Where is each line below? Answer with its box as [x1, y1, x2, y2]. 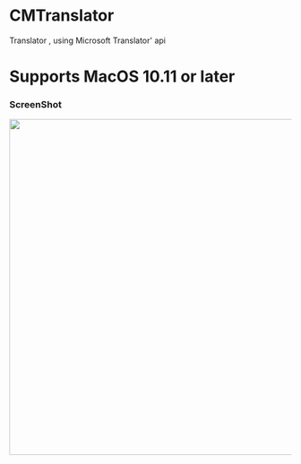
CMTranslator [9, 5, 115, 26]
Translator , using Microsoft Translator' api [9, 35, 166, 46]
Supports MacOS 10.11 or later [9, 66, 236, 87]
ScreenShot [9, 99, 63, 111]
